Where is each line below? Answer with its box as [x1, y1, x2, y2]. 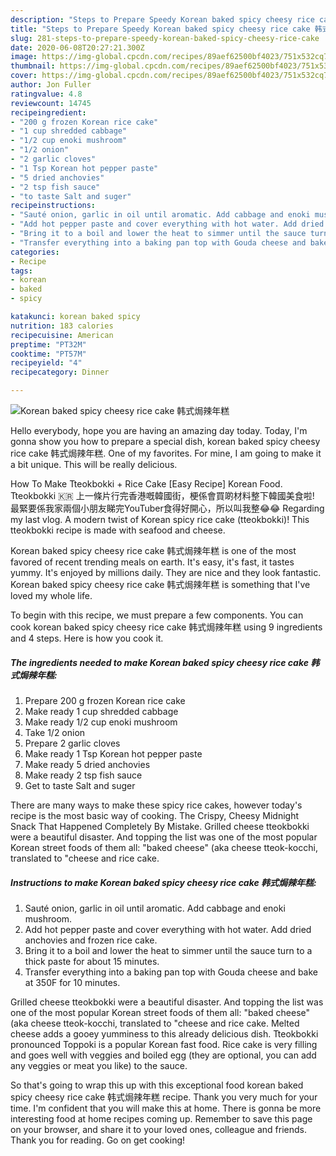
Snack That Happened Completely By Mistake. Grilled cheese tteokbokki [10, 820, 310, 832]
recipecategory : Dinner [10, 367, 110, 378]
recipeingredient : [10, 107, 87, 118]
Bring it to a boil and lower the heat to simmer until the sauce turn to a [24, 944, 313, 956]
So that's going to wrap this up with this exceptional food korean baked [10, 1079, 304, 1091]
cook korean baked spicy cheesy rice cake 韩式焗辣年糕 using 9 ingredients [10, 621, 323, 633]
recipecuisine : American [10, 330, 114, 340]
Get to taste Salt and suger [24, 779, 136, 791]
